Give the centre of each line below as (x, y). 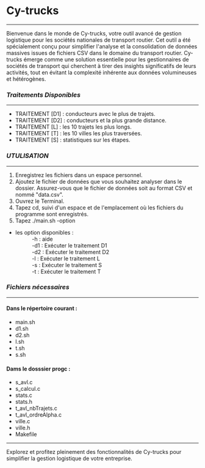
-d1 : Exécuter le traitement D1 (70, 245)
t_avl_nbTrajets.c (36, 409)
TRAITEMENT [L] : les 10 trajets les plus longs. (74, 127)
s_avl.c (24, 382)
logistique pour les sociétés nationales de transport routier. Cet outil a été (99, 40)
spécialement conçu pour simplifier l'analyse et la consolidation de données (102, 46)
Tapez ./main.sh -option (45, 221)
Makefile (26, 434)
